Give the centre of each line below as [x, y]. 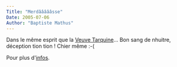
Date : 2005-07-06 [28, 17]
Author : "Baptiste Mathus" [40, 23]
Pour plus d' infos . [28, 58]
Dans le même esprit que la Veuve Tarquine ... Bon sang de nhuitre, [88, 40]
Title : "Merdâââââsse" [34, 12]
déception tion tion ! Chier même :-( [50, 46]
